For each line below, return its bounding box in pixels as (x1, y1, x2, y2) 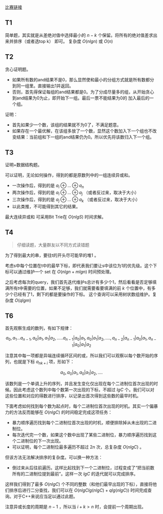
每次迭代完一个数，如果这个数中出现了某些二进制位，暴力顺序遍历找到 (12, 432, 153, 437)
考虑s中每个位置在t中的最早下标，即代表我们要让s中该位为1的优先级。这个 (5, 262, 153, 268)
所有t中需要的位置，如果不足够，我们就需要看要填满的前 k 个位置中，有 (9, 285, 152, 291)
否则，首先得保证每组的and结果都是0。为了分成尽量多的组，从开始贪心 (12, 89, 154, 95)
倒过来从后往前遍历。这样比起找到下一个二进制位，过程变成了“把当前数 (12, 465, 154, 471)
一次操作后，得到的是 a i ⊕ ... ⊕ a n (12, 182, 84, 190)
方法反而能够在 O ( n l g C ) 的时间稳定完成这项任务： (13, 409, 113, 415)
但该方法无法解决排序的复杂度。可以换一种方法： (5, 454, 103, 460)
